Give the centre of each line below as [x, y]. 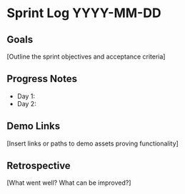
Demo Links [34, 126]
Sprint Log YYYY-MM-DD [84, 13]
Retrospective [39, 166]
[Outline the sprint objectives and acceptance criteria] [86, 56]
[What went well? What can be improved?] [69, 183]
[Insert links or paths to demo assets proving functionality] [93, 143]
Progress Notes [42, 79]
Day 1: [26, 96]
